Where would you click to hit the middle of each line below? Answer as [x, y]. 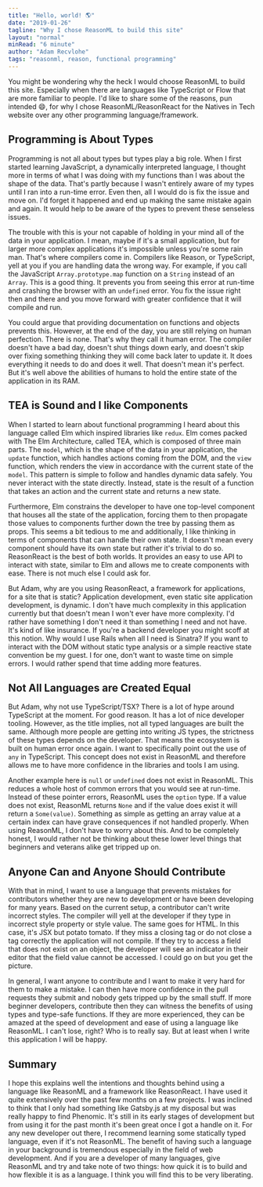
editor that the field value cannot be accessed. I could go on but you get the [130, 958]
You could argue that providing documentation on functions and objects [124, 322]
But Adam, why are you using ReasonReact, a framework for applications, [127, 588]
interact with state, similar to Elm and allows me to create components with [129, 564]
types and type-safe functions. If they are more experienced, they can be [126, 1014]
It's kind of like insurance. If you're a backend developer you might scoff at [129, 630]
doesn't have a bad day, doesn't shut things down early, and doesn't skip [126, 347]
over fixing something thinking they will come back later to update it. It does [130, 356]
